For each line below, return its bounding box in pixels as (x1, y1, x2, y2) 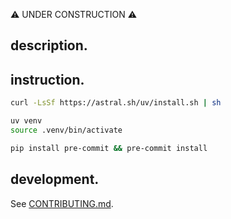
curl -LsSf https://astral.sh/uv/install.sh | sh (10, 98, 222, 108)
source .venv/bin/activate (10, 125, 123, 135)
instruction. (10, 71, 85, 88)
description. (10, 37, 88, 54)
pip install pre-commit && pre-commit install (10, 143, 208, 153)
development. (10, 171, 100, 188)
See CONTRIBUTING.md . (10, 197, 114, 209)
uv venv (10, 116, 43, 126)
